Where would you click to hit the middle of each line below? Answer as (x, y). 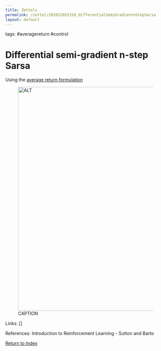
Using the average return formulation (44, 80)
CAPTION (28, 314)
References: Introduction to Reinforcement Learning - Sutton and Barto (80, 334)
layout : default (22, 19)
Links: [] (14, 323)
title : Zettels (21, 10)
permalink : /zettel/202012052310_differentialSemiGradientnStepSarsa (81, 15)
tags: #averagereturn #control (37, 34)
